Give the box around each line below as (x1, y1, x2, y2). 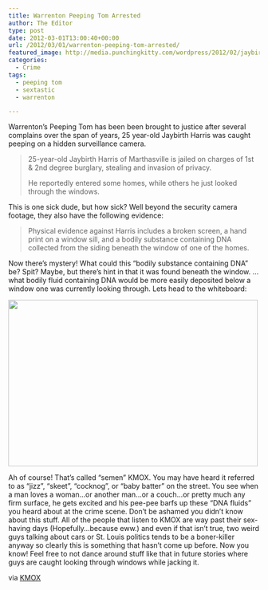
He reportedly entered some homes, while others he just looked (27, 179, 238, 188)
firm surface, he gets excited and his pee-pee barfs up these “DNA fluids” (8, 498, 252, 508)
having (8, 524, 31, 533)
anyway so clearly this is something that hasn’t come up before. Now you (8, 541, 250, 550)
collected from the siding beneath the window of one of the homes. (27, 243, 250, 253)
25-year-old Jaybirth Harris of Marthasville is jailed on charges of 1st (27, 155, 254, 164)
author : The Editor (8, 19, 73, 27)
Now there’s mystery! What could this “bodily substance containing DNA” (8, 258, 249, 268)
